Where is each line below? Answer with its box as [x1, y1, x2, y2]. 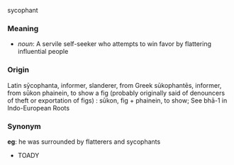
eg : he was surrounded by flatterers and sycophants [7, 137, 161, 146]
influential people [17, 47, 69, 56]
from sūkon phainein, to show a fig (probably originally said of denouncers [7, 89, 225, 97]
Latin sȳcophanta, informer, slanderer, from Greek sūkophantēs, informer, [7, 81, 222, 89]
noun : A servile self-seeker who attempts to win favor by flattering [17, 40, 211, 48]
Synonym [7, 121, 41, 131]
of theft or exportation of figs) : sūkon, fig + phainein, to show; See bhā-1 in [7, 96, 228, 105]
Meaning [7, 23, 39, 33]
